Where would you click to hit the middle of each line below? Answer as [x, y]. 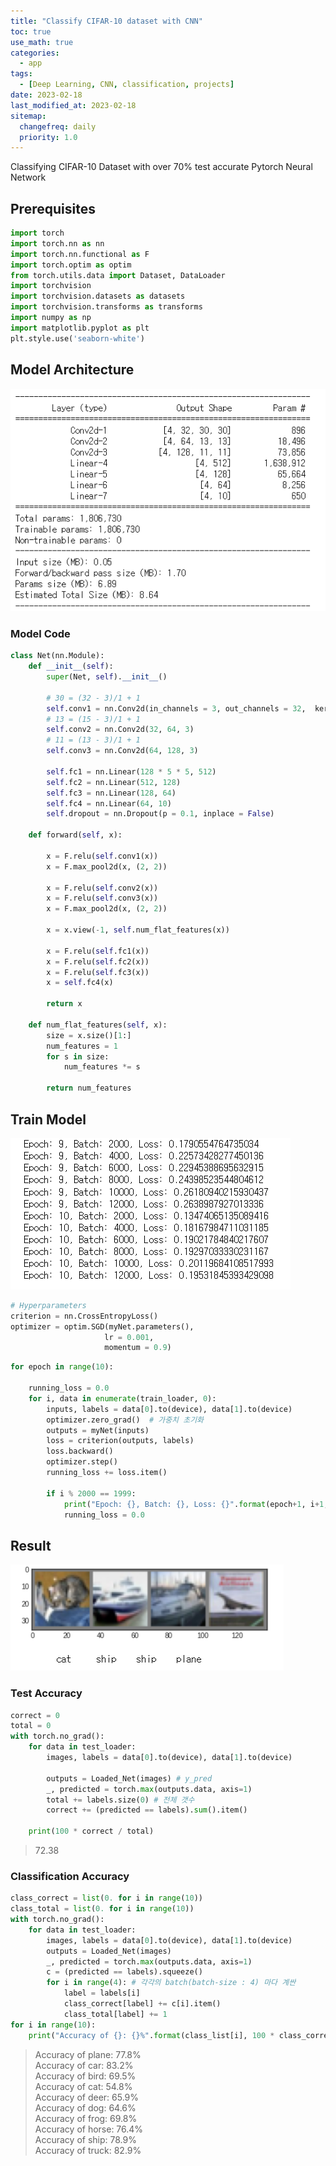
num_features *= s [102, 1067]
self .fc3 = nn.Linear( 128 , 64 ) [111, 793]
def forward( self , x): [75, 835]
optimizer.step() [82, 1462]
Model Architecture [72, 370]
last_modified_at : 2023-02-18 [73, 105]
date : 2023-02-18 [46, 95]
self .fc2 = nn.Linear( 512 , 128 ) [114, 782]
